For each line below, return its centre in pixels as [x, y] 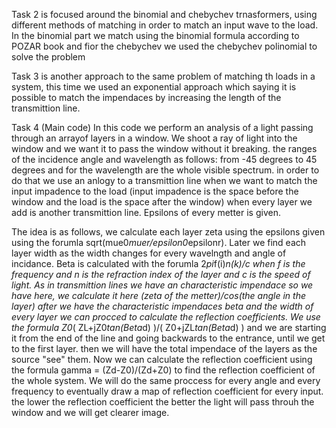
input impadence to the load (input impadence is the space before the [155, 191]
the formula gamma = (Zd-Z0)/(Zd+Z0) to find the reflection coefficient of [163, 370]
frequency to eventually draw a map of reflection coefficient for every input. [167, 391]
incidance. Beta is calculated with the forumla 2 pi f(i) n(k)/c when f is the [158, 263]
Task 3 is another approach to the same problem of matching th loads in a [163, 76]
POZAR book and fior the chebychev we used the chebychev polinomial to [164, 46]
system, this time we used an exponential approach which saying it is [154, 87]
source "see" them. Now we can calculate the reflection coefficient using [162, 359]
